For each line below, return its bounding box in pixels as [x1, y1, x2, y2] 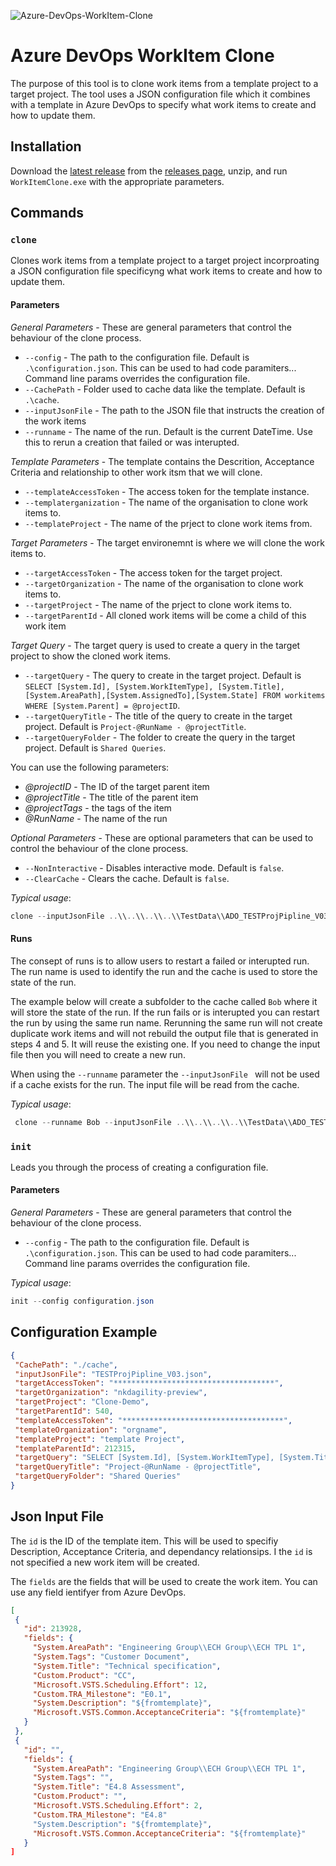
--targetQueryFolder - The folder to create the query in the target [24, 731, 296, 743]
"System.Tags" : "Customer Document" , [32, 1652, 190, 1662]
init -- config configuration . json [10, 1296, 155, 1307]
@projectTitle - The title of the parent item [24, 791, 199, 803]
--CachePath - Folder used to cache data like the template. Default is [24, 383, 306, 395]
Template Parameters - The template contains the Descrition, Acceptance [10, 455, 315, 467]
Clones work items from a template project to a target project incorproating [10, 255, 320, 267]
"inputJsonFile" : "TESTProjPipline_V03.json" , [14, 1369, 213, 1379]
